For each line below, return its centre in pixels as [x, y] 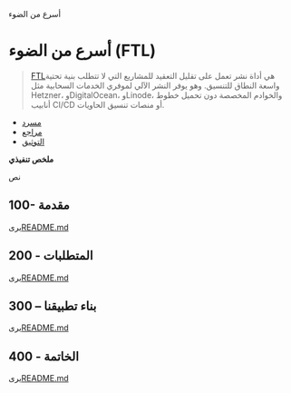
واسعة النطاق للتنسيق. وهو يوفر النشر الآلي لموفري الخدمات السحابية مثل [155, 85]
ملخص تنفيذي [31, 159]
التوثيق [33, 142]
